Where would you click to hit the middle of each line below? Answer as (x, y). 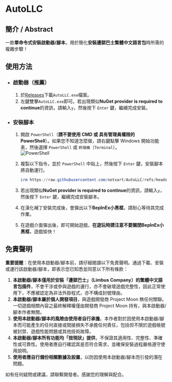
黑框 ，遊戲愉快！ (38, 231)
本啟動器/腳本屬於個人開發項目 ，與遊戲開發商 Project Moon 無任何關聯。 (90, 299)
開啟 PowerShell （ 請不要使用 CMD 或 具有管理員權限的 (78, 134)
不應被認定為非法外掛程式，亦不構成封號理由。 (76, 293)
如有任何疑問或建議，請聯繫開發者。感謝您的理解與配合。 (66, 374)
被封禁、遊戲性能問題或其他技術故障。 (53, 331)
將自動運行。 (34, 170)
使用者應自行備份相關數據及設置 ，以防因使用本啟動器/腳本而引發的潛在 (88, 357)
